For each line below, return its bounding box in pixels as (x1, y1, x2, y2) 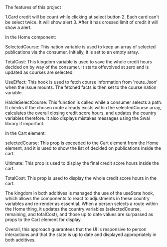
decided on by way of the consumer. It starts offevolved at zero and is (5, 64, 149, 70)
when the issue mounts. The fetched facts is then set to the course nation (5, 84, 157, 90)
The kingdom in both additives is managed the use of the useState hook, (5, 190, 155, 196)
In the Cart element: (5, 130, 46, 136)
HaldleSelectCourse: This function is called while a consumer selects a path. (5, 99, 163, 105)
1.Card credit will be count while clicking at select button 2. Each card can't (5, 14, 160, 19)
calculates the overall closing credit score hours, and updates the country (5, 110, 157, 116)
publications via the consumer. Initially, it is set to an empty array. (5, 49, 140, 55)
